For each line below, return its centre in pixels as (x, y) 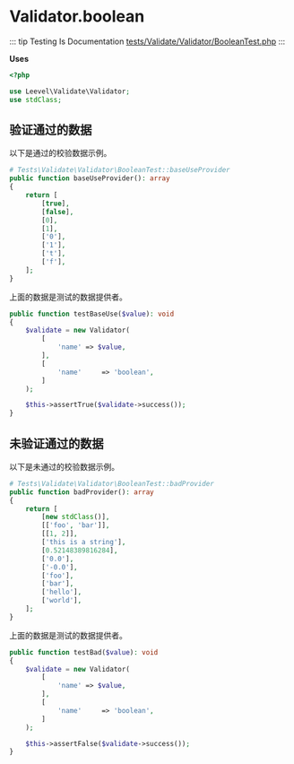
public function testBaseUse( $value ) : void (92, 314)
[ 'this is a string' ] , (84, 543)
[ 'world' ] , (62, 601)
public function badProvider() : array (82, 492)
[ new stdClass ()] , (76, 517)
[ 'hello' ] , (62, 592)
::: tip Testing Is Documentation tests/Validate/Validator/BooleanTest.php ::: (147, 41)
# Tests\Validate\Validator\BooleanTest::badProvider (112, 483)
